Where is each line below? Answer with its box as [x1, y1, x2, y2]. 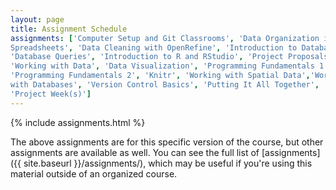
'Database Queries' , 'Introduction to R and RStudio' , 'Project [10, 52, 284, 62]
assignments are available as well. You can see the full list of [10, 146, 260, 158]
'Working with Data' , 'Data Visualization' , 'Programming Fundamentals [10, 61, 315, 71]
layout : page [10, 14, 65, 25]
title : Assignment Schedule [10, 24, 128, 34]
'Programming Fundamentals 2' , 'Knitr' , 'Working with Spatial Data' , [10, 71, 311, 81]
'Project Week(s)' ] [10, 89, 92, 99]
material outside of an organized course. [10, 167, 178, 180]
